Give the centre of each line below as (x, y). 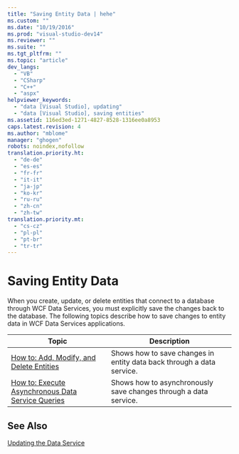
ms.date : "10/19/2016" (41, 27)
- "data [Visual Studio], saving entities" (79, 113)
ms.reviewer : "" (31, 41)
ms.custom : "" (28, 21)
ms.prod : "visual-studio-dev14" (55, 34)
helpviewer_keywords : (39, 100)
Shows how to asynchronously (162, 383)
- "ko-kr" (28, 193)
